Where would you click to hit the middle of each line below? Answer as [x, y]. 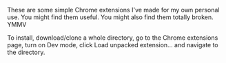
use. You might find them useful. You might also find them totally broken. [110, 17]
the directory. [26, 52]
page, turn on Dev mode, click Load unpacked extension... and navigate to [113, 45]
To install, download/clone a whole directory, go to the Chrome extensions [113, 38]
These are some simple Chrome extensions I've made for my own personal [113, 10]
